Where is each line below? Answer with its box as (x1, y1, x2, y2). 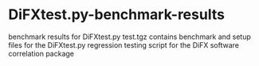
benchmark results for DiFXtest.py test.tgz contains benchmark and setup (8, 32, 251, 41)
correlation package (8, 49, 74, 58)
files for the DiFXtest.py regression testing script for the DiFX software (8, 40, 239, 49)
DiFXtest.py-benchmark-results (8, 6, 226, 24)
